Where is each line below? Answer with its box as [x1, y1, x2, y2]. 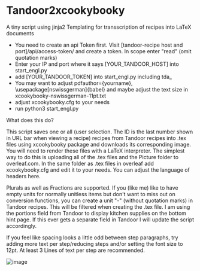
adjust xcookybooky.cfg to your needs [14, 98, 110, 105]
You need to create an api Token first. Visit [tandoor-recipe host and [14, 41, 183, 48]
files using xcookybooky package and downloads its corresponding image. [6, 141, 192, 148]
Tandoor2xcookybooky [6, 4, 125, 17]
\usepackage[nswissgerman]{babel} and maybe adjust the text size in [14, 86, 189, 93]
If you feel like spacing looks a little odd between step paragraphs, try [6, 234, 178, 241]
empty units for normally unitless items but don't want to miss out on [6, 190, 175, 197]
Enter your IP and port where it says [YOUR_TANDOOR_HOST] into [14, 60, 180, 68]
